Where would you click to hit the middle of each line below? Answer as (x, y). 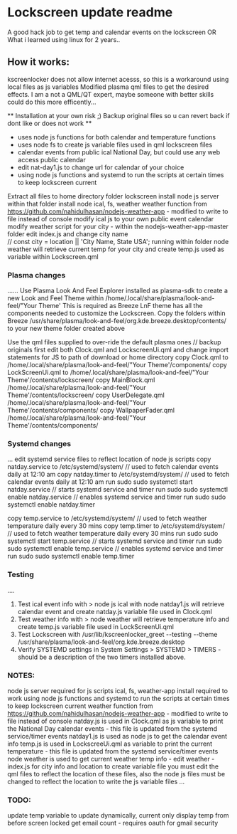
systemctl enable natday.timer (51, 505)
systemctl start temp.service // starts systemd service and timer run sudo (115, 541)
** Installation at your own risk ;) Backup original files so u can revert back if (119, 115)
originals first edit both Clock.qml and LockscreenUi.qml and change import (118, 350)
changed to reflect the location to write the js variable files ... (96, 781)
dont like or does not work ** (50, 123)
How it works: (38, 62)
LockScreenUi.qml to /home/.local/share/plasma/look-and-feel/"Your (108, 373)
